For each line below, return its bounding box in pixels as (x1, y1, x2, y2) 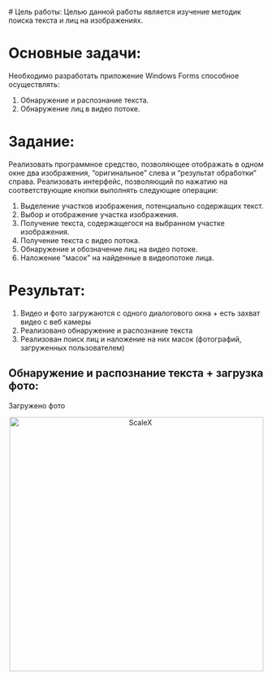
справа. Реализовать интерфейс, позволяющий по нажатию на (8, 177, 228, 186)
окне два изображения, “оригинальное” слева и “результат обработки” (8, 168, 257, 177)
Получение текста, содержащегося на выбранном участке (19, 218, 225, 228)
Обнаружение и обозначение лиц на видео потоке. (19, 244, 198, 254)
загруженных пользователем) (19, 342, 125, 352)
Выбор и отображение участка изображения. (19, 209, 179, 219)
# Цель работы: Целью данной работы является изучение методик (8, 7, 242, 16)
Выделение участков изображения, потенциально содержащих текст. (19, 201, 264, 211)
